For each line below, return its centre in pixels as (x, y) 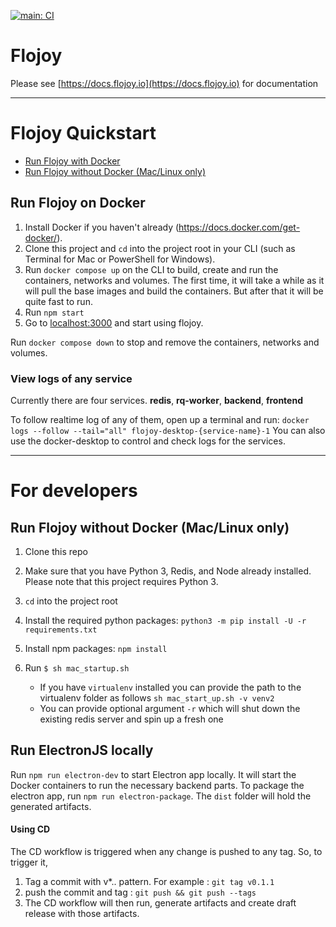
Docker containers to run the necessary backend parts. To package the (157, 785)
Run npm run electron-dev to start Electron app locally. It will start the (153, 774)
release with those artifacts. (82, 913)
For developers (74, 491)
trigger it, (29, 862)
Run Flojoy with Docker (72, 161)
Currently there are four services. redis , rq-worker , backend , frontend (156, 400)
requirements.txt (61, 630)
